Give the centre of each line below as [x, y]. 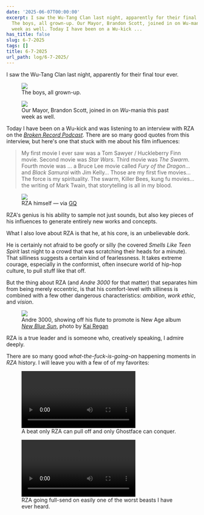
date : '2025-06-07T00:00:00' [43, 12]
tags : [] [17, 46]
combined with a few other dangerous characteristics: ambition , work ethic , [101, 295]
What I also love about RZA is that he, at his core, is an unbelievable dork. [98, 233]
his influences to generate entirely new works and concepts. [82, 221]
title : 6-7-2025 [27, 52]
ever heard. [36, 506]
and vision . [20, 302]
